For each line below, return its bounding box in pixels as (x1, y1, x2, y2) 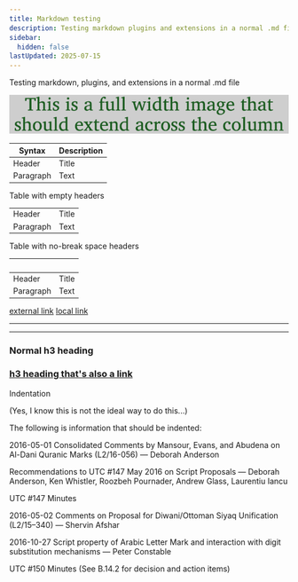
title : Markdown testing (9, 14, 101, 23)
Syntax (19, 145, 46, 155)
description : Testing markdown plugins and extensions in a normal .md (9, 23, 279, 33)
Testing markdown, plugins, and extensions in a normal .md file (9, 77, 240, 88)
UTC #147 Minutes (9, 492, 77, 503)
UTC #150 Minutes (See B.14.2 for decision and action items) (9, 563, 231, 574)
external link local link (9, 305, 89, 316)
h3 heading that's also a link (9, 368, 133, 381)
